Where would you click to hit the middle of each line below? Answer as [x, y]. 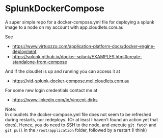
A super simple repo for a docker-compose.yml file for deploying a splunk [80, 22]
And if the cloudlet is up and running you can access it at [63, 71]
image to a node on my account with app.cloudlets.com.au [64, 27]
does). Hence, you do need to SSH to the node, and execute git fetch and [81, 125]
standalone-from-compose [40, 62]
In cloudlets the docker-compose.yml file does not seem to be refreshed [78, 114]
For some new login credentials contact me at [51, 90]
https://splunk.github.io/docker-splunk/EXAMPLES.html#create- [77, 56]
